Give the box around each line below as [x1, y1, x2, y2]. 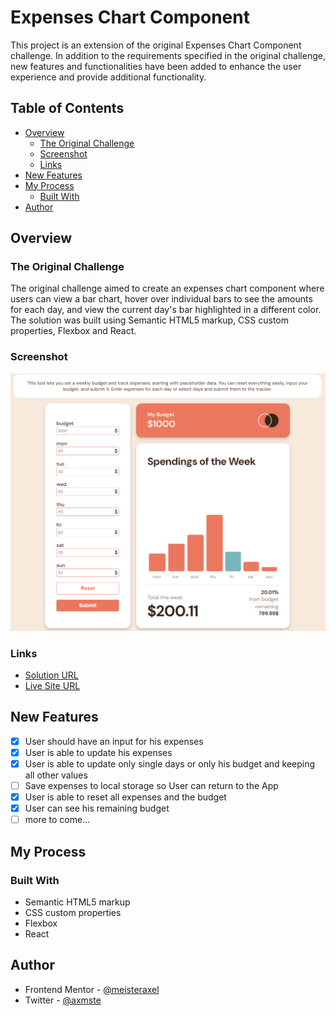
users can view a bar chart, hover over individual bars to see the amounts [10, 293, 313, 305]
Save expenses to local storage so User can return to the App [24, 779, 279, 791]
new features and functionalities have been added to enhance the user [10, 60, 302, 72]
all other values [24, 769, 88, 781]
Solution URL [24, 669, 79, 681]
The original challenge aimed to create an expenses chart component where [10, 282, 325, 295]
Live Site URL [24, 679, 81, 691]
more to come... [24, 814, 91, 826]
